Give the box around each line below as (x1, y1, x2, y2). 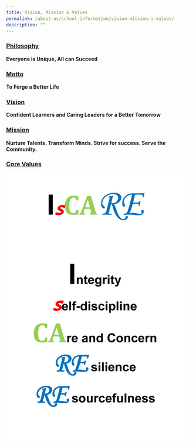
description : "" (6, 22, 46, 28)
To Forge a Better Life (6, 83, 60, 90)
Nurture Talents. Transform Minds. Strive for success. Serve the (6, 139, 166, 146)
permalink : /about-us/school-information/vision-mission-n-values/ (6, 15, 175, 22)
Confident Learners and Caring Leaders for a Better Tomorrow (6, 112, 161, 119)
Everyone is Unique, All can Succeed (6, 55, 98, 62)
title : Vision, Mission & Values (6, 9, 88, 15)
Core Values (6, 160, 42, 168)
